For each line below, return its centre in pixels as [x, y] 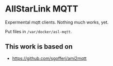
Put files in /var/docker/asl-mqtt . [39, 31]
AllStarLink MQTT [42, 9]
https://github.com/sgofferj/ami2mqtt [49, 58]
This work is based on [39, 47]
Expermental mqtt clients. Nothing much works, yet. [57, 22]
